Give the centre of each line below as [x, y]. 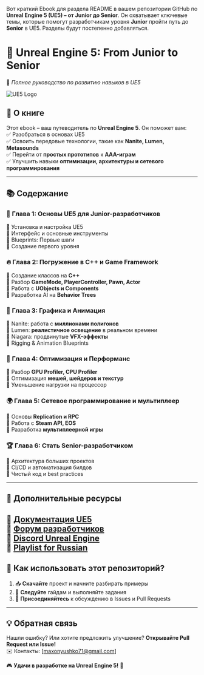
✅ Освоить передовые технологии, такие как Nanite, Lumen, [85, 141]
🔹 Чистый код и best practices [45, 473]
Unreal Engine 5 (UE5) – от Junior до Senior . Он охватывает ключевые [97, 15]
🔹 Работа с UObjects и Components [53, 288]
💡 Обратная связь [42, 623]
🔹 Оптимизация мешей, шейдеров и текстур [65, 378]
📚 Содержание [37, 194]
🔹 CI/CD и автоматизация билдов [49, 467]
